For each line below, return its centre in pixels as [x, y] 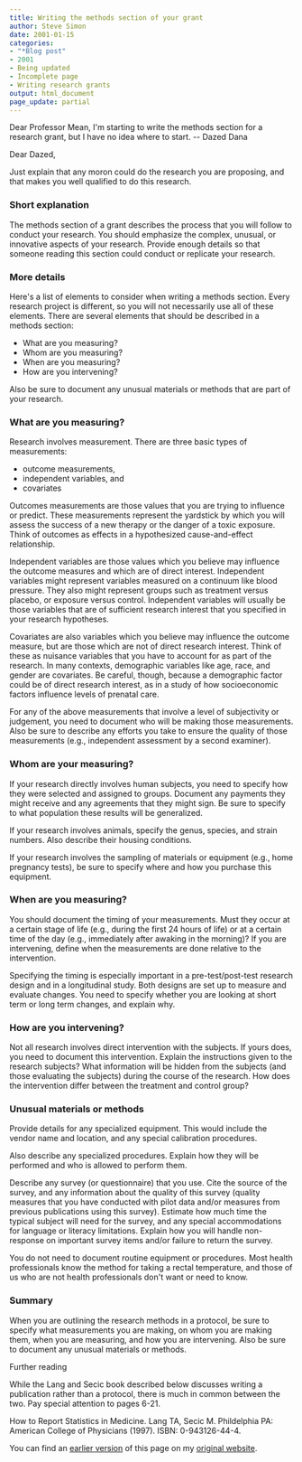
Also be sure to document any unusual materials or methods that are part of [150, 389]
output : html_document [52, 93]
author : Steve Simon [48, 26]
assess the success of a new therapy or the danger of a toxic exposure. [142, 525]
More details [37, 276]
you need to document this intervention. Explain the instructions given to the [151, 1057]
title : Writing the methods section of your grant [106, 18]
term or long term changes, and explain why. [92, 1004]
